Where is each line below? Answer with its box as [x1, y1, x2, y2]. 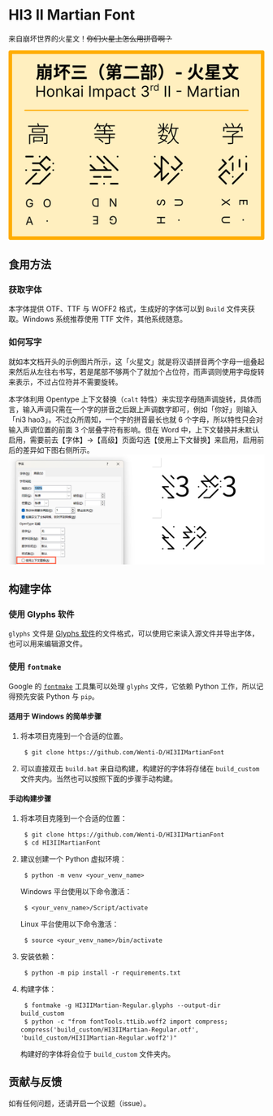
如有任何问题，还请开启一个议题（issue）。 [8, 1098, 151, 1108]
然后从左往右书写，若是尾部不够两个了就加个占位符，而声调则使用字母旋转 [15, 367, 265, 376]
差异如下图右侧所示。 [22, 445, 94, 454]
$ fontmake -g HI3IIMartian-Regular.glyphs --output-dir [24, 1001, 221, 1010]
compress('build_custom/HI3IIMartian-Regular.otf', [19, 1026, 199, 1034]
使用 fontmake [8, 661, 62, 672]
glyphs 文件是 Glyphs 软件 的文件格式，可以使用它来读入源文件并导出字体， [8, 628, 259, 639]
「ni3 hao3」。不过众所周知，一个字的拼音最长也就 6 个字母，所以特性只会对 [8, 415, 263, 424]
